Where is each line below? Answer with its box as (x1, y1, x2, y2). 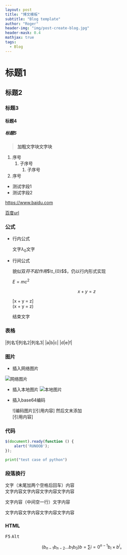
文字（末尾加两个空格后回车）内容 (5, 482, 75, 488)
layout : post (5, 7, 32, 12)
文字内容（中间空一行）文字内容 (5, 499, 70, 505)
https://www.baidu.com (5, 199, 53, 205)
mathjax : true (5, 35, 35, 40)
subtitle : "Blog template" (5, 16, 61, 21)
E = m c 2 (12, 278, 30, 285)
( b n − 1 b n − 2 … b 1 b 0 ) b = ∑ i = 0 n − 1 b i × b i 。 (42, 543, 125, 551)
